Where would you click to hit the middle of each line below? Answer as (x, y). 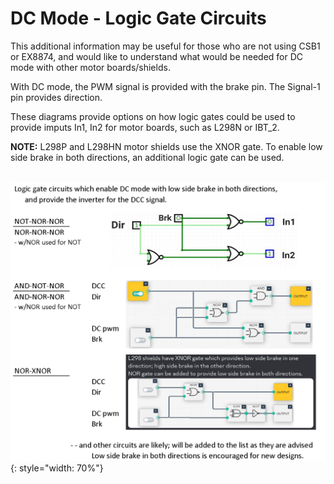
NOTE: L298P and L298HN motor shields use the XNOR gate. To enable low (166, 146)
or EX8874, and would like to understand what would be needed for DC (157, 56)
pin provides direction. (56, 97)
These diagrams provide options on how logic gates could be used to (153, 116)
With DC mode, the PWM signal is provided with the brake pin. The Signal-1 (165, 86)
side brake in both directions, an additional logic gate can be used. (147, 157)
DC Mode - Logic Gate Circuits (138, 18)
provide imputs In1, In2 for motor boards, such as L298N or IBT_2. (145, 127)
